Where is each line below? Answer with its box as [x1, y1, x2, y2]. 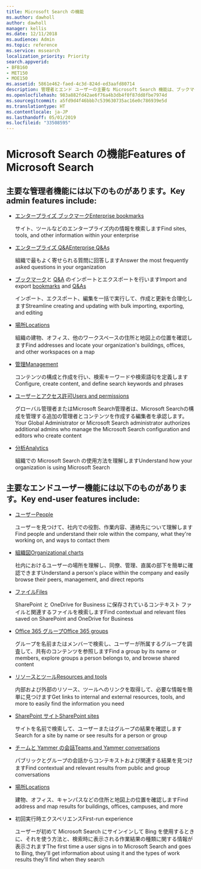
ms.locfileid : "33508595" [6, 120, 71, 126]
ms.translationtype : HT [6, 103, 66, 109]
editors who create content [14, 432, 82, 440]
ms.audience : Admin [6, 36, 55, 42]
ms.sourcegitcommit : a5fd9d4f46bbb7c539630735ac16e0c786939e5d [6, 97, 167, 103]
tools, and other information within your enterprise [14, 231, 139, 239]
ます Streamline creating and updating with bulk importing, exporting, [14, 303, 184, 310]
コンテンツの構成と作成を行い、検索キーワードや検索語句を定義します [14, 373, 188, 380]
